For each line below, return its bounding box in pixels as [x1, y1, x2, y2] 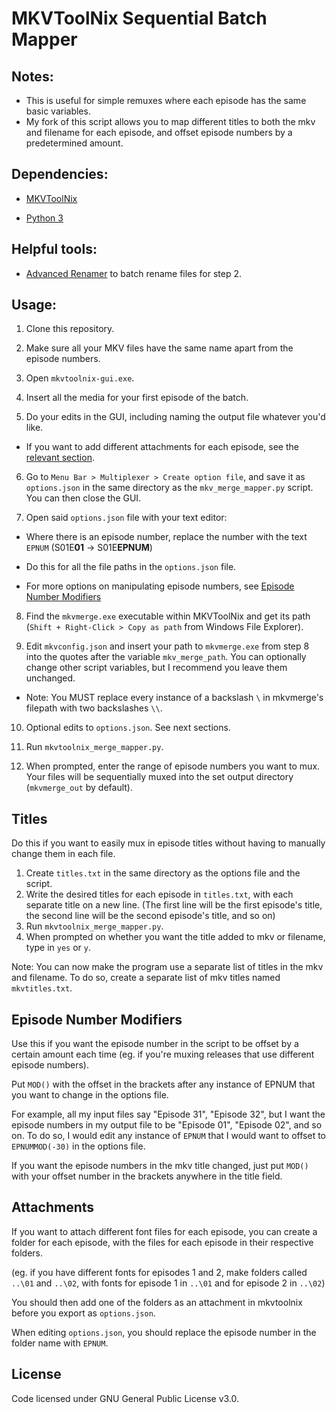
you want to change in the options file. [11, 1089, 169, 1101]
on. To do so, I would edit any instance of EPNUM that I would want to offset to [11, 1130, 327, 1142]
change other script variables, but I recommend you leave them [25, 662, 288, 674]
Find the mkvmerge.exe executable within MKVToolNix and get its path [25, 610, 311, 622]
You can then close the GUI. [25, 492, 142, 504]
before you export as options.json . [11, 1307, 156, 1319]
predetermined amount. [25, 137, 124, 149]
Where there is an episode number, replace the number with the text [25, 531, 308, 543]
